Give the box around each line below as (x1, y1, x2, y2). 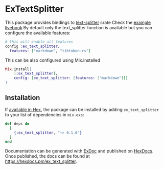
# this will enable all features (5, 39, 73, 44)
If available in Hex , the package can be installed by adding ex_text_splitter (5, 106, 159, 113)
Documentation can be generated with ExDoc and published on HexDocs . (5, 148, 154, 154)
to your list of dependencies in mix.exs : (5, 112, 84, 117)
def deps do (5, 121, 29, 126)
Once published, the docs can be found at (5, 153, 90, 159)
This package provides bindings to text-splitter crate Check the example (5, 19, 151, 25)
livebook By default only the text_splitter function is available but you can (5, 24, 153, 30)
